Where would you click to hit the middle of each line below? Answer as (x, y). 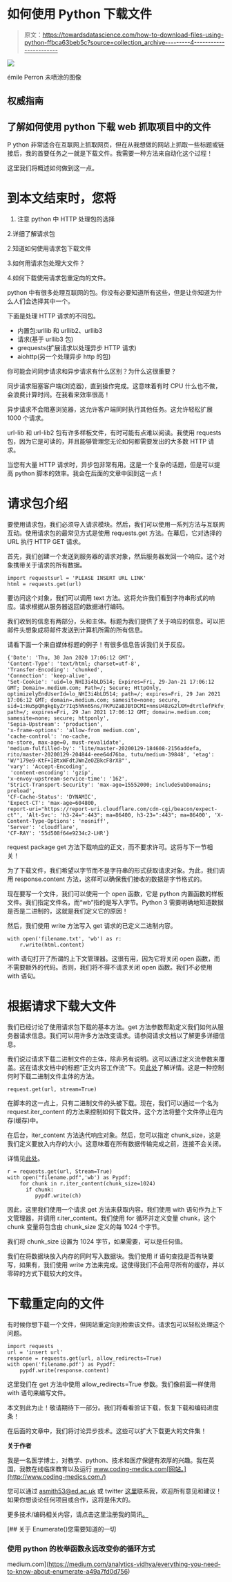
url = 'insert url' (35, 1352)
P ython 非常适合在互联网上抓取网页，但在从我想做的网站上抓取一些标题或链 (116, 145)
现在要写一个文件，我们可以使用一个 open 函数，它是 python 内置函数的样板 (116, 894)
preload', (21, 791)
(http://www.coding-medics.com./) (57, 1476)
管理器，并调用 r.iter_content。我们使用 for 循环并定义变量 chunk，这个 (114, 1218)
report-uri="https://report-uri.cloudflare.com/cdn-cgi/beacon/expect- (112, 809)
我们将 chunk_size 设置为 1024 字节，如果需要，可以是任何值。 (97, 1241)
